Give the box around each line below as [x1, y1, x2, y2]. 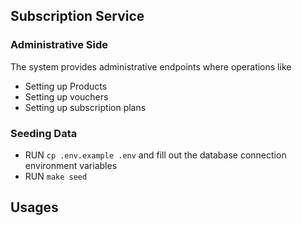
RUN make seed [24, 170, 88, 182]
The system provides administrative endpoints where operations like [10, 60, 292, 73]
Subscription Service [10, 8, 145, 25]
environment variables [24, 159, 118, 171]
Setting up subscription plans [24, 101, 147, 113]
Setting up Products [24, 80, 108, 92]
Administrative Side [10, 38, 108, 52]
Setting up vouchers [24, 90, 109, 103]
